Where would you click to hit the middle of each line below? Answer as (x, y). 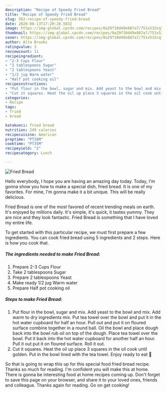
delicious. (15, 197)
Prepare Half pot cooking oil (41, 288)
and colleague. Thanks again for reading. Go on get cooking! (67, 385)
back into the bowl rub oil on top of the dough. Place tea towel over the (85, 333)
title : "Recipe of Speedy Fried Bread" (46, 14)
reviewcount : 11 (22, 51)
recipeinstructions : (27, 84)
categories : (17, 98)
